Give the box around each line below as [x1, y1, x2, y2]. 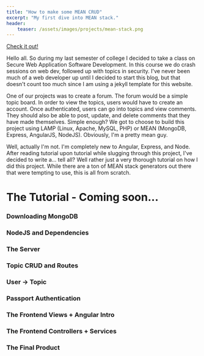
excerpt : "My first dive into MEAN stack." [6, 15, 119, 21]
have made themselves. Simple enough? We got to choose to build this [6, 118, 185, 126]
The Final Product [6, 343, 60, 352]
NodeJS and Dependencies [6, 228, 89, 237]
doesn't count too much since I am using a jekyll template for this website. [6, 81, 193, 88]
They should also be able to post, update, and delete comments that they [6, 112, 191, 119]
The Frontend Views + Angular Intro [6, 310, 115, 319]
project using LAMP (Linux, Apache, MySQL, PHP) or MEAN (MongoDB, [6, 125, 187, 132]
